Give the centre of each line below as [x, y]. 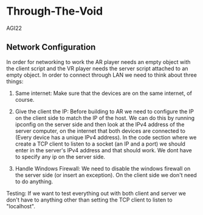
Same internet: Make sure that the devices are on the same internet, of [104, 93]
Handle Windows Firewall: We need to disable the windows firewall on [103, 168]
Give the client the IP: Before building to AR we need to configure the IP [105, 111]
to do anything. [34, 182]
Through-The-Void [55, 11]
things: [15, 81]
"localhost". [21, 206]
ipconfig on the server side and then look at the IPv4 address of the [100, 124]
